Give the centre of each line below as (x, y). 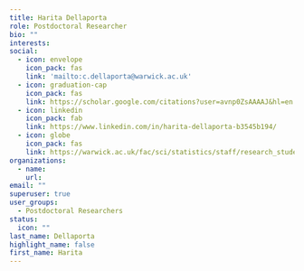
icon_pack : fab (54, 118)
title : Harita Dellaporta (58, 18)
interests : (30, 43)
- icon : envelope (50, 60)
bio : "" (24, 34)
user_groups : (34, 203)
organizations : (38, 160)
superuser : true (40, 194)
